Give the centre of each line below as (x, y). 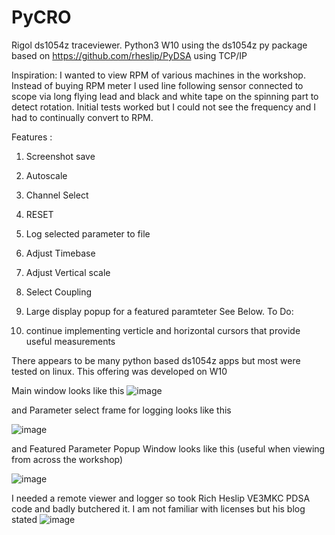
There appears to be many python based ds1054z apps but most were (156, 360)
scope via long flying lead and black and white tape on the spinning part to (165, 96)
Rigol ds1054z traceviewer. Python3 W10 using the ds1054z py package (159, 45)
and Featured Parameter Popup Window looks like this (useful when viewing (168, 448)
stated (24, 519)
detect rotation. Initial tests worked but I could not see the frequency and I (163, 107)
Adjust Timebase (60, 253)
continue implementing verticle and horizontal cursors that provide (163, 330)
